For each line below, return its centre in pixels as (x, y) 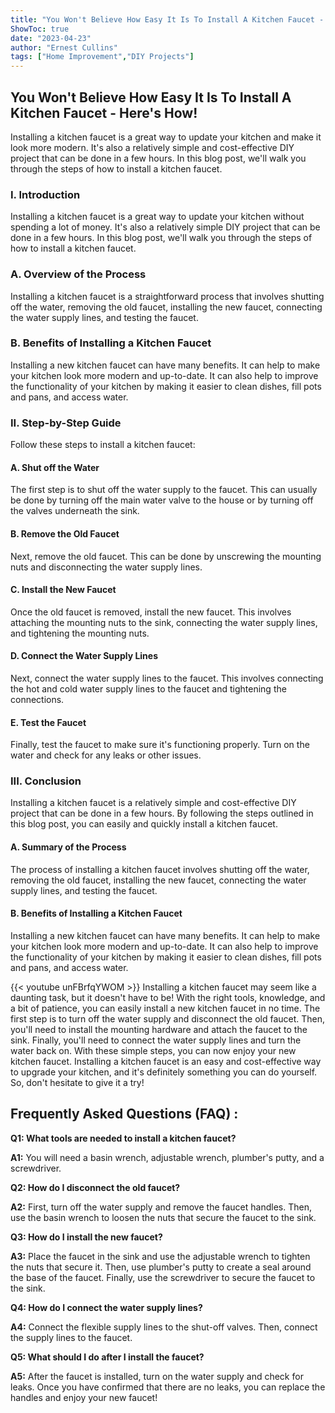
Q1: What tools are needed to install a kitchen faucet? (123, 1138)
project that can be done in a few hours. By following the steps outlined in (162, 813)
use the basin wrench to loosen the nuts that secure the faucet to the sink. (163, 1217)
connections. (37, 699)
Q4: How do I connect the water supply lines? (106, 1307)
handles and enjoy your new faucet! (84, 1397)
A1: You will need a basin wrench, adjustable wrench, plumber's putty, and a (167, 1157)
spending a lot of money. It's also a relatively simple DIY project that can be (165, 227)
